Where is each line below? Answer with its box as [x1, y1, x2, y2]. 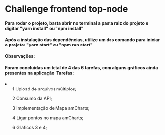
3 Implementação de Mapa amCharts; [12, 105, 90, 111]
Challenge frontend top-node [5, 3, 128, 15]
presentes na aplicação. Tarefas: [5, 70, 74, 76]
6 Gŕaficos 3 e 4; [12, 125, 47, 131]
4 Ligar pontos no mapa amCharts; [12, 115, 84, 121]
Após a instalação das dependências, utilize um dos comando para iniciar [5, 37, 160, 43]
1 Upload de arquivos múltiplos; [12, 86, 77, 92]
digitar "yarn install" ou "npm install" [5, 25, 84, 31]
